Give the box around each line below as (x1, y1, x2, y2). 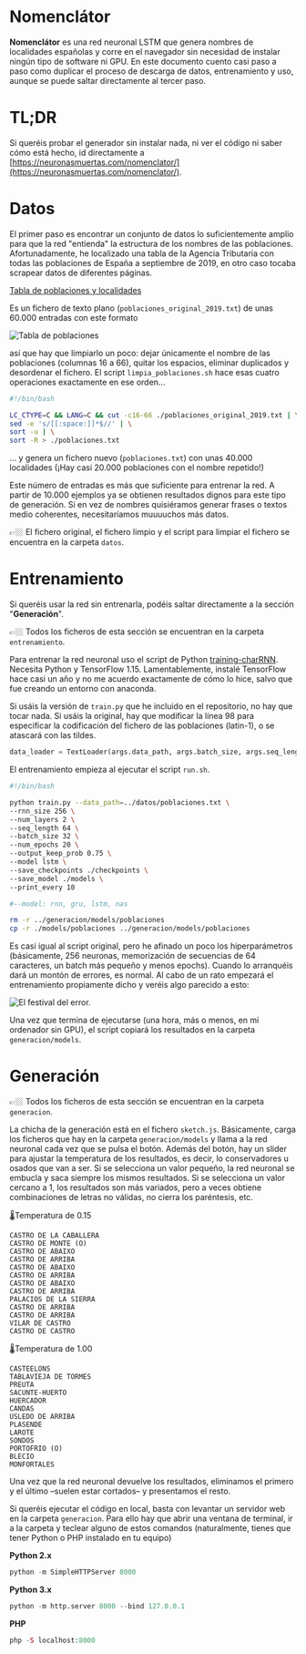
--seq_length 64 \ (9, 823, 79, 833)
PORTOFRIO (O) (9, 1444, 64, 1454)
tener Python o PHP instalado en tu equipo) (9, 1533, 172, 1544)
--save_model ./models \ (9, 874, 104, 883)
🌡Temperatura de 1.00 (9, 1343, 93, 1354)
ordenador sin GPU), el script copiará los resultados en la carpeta (9, 1024, 256, 1035)
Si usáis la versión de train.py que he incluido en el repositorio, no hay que (9, 701, 293, 712)
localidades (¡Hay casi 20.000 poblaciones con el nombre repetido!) (9, 462, 264, 473)
